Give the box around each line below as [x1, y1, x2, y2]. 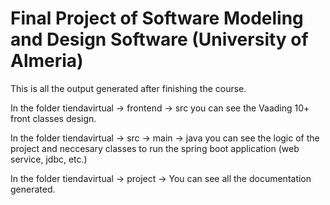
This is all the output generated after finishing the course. [10, 82, 247, 94]
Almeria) [10, 50, 84, 72]
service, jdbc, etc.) [10, 153, 88, 165]
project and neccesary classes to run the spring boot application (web [10, 142, 300, 154]
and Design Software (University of [10, 28, 309, 51]
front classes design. [10, 112, 97, 124]
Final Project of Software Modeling [10, 7, 304, 30]
